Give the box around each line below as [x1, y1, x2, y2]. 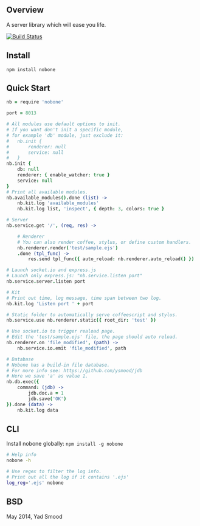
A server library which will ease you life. [6, 21, 106, 28]
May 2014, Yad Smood [6, 513, 63, 520]
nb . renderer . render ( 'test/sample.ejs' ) [17, 244, 119, 251]
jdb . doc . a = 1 [28, 390, 64, 396]
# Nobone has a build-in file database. [6, 362, 111, 368]
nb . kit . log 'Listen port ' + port [6, 300, 94, 306]
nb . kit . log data [17, 407, 59, 413]
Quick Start [6, 83, 50, 94]
